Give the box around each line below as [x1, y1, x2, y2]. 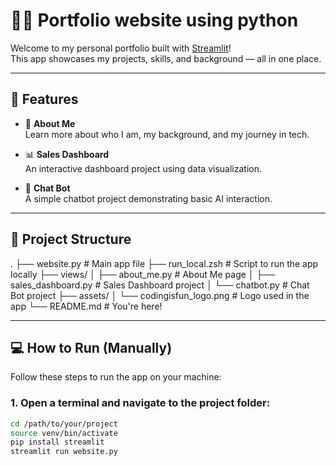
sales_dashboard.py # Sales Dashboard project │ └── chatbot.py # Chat [10, 279, 310, 291]
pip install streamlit [10, 437, 105, 448]
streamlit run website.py [10, 447, 118, 457]
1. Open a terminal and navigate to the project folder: [10, 396, 271, 410]
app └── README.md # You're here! [10, 300, 163, 312]
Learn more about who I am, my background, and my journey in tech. [24, 128, 310, 140]
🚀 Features [10, 91, 79, 108]
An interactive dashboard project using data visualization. [24, 162, 262, 174]
